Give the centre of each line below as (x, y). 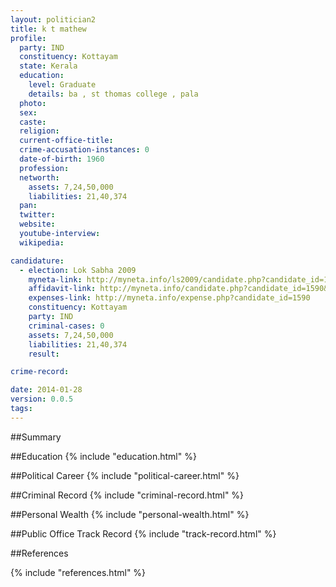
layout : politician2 (53, 19)
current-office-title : (66, 141)
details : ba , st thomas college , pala (113, 94)
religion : (39, 131)
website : (37, 224)
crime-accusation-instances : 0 (84, 150)
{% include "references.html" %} (78, 572)
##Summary (36, 437)
